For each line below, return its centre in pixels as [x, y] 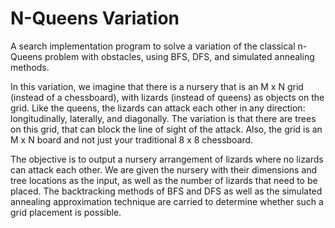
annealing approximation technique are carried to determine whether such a [167, 201]
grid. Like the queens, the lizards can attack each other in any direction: [158, 108]
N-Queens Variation [95, 18]
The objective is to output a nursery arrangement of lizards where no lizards [167, 159]
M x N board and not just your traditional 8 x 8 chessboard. [132, 139]
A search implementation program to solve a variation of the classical [153, 46]
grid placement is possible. [66, 212]
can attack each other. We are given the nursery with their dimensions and [164, 169]
